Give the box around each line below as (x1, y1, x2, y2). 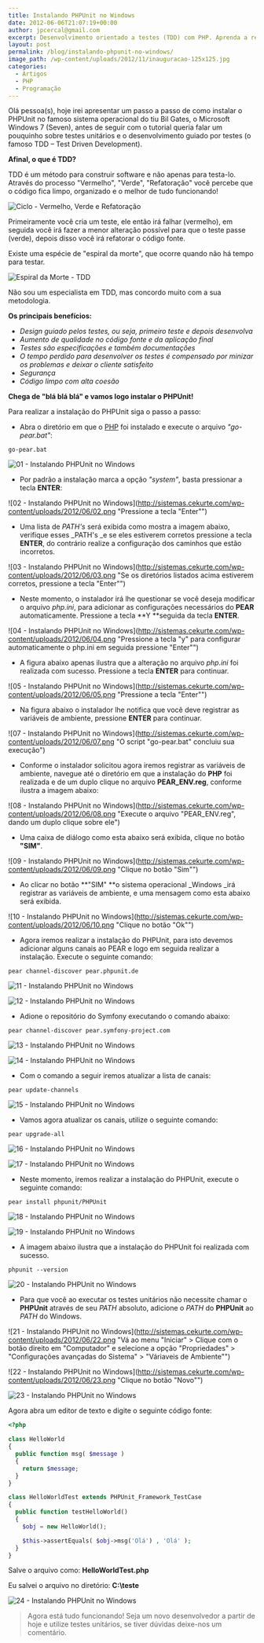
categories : (8, 63, 47, 71)
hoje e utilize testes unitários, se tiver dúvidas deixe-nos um (27, 1619, 222, 1629)
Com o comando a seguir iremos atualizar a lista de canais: (19, 1071, 211, 1080)
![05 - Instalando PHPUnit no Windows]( (8, 681, 138, 691)
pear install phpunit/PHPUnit (8, 1198, 108, 1206)
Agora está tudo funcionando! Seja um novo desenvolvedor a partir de (27, 1612, 255, 1621)
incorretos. (19, 547, 55, 556)
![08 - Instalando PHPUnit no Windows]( (8, 801, 139, 810)
